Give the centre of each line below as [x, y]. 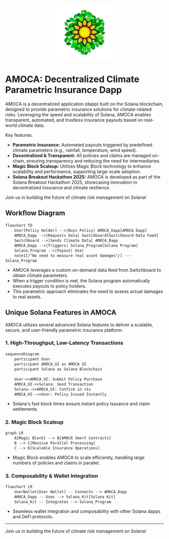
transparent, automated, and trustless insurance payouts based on [74, 120]
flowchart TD [19, 225]
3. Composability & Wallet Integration [52, 476]
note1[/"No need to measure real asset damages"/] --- [73, 256]
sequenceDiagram [22, 354]
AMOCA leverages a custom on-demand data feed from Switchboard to [87, 270]
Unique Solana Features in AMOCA [61, 313]
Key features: [19, 135]
